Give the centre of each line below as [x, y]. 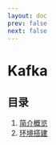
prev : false [27, 23]
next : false [27, 31]
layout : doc [27, 16]
